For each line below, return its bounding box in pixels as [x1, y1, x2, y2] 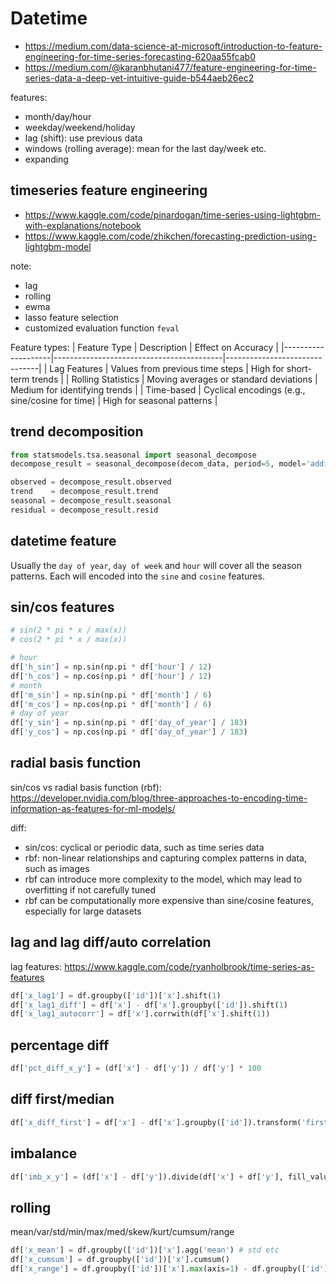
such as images [24, 862, 90, 874]
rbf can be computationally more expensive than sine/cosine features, [24, 894, 314, 906]
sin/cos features [10, 599, 115, 616]
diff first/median [10, 1091, 115, 1108]
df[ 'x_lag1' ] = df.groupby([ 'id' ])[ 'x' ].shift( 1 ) [10, 990, 222, 1001]
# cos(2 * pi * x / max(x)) [10, 635, 128, 645]
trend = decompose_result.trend [10, 487, 159, 497]
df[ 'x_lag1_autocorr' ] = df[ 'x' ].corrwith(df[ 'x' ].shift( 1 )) [10, 1009, 271, 1019]
